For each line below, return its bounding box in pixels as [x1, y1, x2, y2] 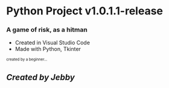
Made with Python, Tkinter [14, 45, 81, 53]
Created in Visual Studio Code [14, 39, 91, 46]
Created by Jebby [6, 72, 75, 82]
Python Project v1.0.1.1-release [6, 4, 164, 18]
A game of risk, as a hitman [6, 26, 88, 34]
